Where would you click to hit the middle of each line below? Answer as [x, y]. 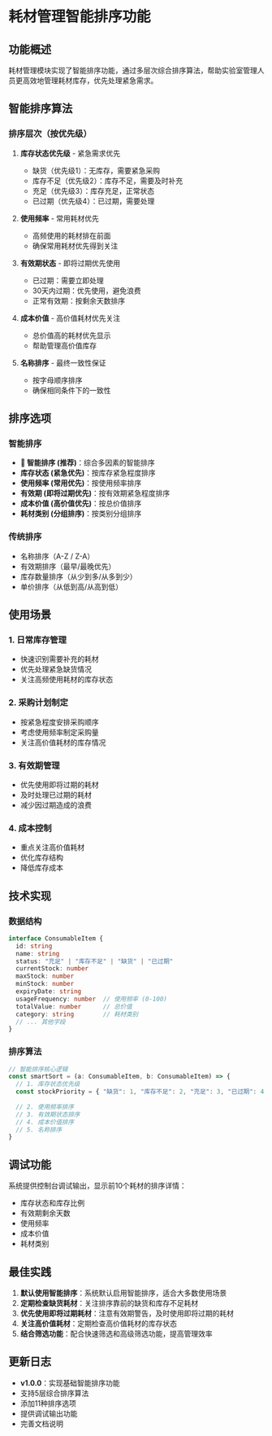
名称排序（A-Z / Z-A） [57, 556]
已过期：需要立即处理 [68, 280]
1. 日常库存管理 [38, 640]
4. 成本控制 [30, 828]
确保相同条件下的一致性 [71, 390]
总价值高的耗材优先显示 [71, 335]
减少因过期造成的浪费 [56, 805]
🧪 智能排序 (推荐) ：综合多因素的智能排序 [88, 463]
